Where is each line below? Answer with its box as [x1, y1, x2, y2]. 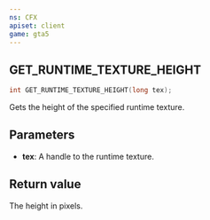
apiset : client [9, 21, 66, 30]
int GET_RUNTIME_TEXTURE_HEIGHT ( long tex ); [9, 86, 173, 95]
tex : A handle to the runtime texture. [21, 151, 155, 161]
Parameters [9, 128, 75, 143]
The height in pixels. [9, 200, 83, 211]
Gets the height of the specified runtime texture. [9, 102, 185, 113]
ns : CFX [9, 12, 38, 22]
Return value [9, 177, 82, 192]
